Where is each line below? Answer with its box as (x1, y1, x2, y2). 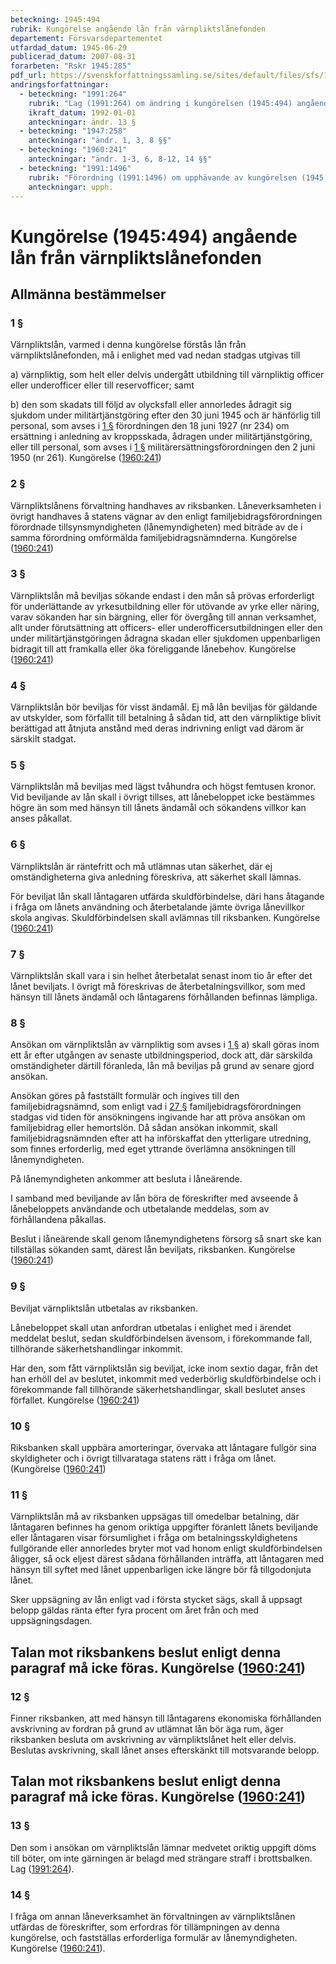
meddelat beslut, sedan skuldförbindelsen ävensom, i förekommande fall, (10, 1332, 313, 1344)
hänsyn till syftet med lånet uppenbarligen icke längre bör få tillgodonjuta (10, 1564, 312, 1576)
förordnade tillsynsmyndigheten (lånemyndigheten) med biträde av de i (10, 521, 303, 533)
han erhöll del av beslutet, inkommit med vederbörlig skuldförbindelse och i (10, 1372, 322, 1385)
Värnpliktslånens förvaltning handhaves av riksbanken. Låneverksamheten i (10, 499, 322, 511)
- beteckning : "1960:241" (19, 145, 128, 155)
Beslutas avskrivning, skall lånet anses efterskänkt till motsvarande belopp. (10, 1744, 320, 1756)
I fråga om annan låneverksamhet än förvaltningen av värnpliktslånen (10, 1910, 296, 1922)
